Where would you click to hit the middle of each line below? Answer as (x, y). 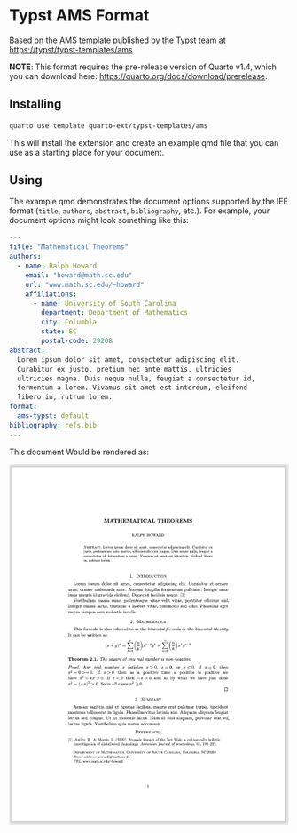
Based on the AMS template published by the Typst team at (117, 40)
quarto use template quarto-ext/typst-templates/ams (109, 125)
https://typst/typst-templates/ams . (72, 49)
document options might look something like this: (99, 220)
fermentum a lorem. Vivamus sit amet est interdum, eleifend (133, 388)
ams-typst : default (53, 416)
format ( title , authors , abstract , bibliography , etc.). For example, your (140, 211)
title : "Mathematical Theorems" (69, 247)
